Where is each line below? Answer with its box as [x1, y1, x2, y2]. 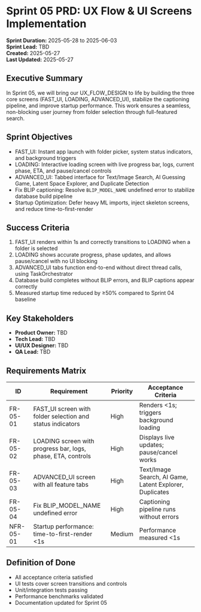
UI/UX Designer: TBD [14, 342, 69, 349]
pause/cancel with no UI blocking [14, 258, 98, 265]
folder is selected [14, 245, 58, 252]
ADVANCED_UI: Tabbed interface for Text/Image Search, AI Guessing [14, 173, 185, 180]
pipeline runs [139, 505, 176, 513]
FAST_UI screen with [33, 405, 91, 413]
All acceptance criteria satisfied [14, 574, 93, 581]
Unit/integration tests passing [14, 586, 88, 593]
